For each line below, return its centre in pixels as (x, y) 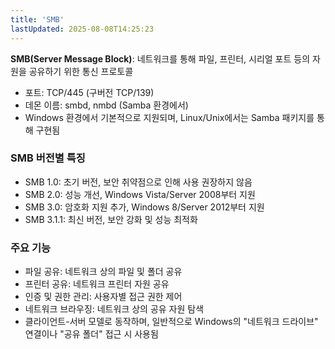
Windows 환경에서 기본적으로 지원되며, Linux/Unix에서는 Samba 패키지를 (169, 117)
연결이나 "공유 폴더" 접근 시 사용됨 (91, 334)
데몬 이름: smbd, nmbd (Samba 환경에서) (106, 105)
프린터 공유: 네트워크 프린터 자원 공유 (97, 284)
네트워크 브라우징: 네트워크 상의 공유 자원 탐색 (114, 309)
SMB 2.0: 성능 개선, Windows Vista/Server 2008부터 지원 (140, 194)
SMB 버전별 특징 (48, 158)
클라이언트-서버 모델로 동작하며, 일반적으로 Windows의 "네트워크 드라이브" (171, 322)
